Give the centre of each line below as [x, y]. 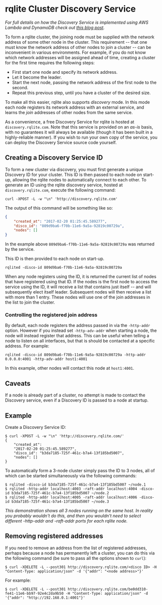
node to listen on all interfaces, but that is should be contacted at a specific [80, 341]
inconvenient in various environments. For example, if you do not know [75, 52]
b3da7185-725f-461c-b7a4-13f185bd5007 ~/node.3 [60, 502]
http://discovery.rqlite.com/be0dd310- [108, 589]
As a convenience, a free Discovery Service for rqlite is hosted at [70, 122]
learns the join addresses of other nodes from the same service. [69, 112]
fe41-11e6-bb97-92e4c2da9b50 [34, 593]
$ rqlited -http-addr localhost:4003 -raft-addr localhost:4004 [71, 489]
